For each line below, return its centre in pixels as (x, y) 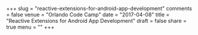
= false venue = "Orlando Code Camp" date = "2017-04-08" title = (88, 15)
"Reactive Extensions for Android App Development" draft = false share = (96, 21)
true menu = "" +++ (30, 27)
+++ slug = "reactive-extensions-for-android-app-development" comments (99, 8)
